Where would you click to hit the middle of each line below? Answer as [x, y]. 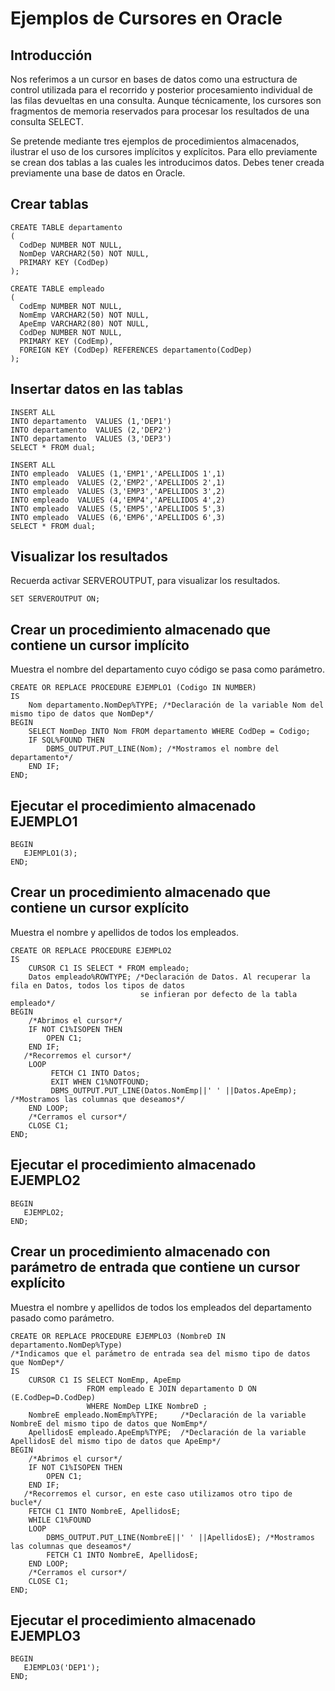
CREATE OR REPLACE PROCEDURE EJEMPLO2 [91, 950]
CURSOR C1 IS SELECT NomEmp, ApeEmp [105, 1380]
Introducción [51, 55]
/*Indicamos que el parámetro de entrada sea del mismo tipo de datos [160, 1353]
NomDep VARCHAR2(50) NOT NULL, [84, 253]
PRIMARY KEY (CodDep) [64, 262]
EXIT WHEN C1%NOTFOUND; [100, 1082]
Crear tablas [49, 204]
